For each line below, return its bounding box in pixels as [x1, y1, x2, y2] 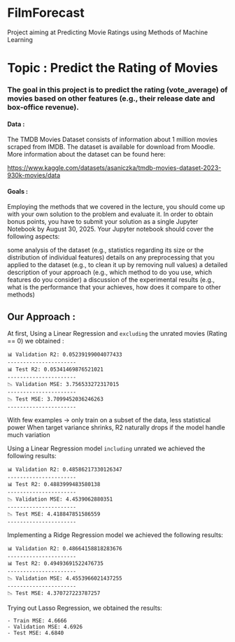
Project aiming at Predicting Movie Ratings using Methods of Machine [7, 28, 208, 36]
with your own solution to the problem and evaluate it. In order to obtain [7, 210, 213, 218]
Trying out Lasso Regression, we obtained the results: [7, 604, 162, 613]
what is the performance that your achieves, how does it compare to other [7, 283, 222, 292]
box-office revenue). [7, 103, 79, 113]
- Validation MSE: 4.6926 [7, 624, 83, 631]
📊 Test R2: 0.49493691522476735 [7, 560, 104, 567]
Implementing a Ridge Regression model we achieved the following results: [7, 531, 224, 539]
